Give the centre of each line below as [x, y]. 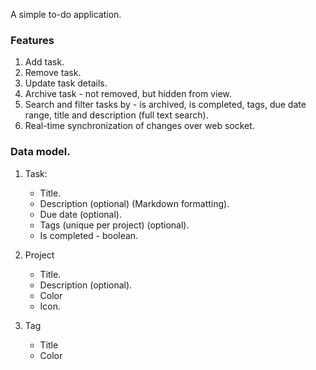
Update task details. [66, 83]
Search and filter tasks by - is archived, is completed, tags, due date [165, 105]
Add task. [44, 62]
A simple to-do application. [66, 14]
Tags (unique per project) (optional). [114, 225]
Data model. [40, 152]
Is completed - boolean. [89, 235]
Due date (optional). [80, 214]
